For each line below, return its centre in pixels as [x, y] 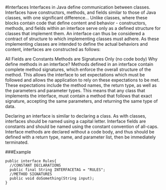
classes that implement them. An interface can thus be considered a [75, 33]
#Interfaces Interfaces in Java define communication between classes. [78, 7]
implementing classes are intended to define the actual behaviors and [77, 44]
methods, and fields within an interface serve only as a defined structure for [83, 28]
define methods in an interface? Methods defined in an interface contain [79, 64]
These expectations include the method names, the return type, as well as [81, 85]
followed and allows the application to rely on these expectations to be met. [83, 80]
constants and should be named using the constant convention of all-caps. [82, 127]
